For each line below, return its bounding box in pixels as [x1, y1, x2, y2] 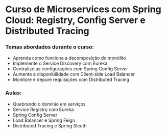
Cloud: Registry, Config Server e [5, 14, 146, 26]
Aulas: [5, 89, 22, 96]
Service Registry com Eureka [12, 106, 74, 113]
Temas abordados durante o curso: [5, 43, 94, 50]
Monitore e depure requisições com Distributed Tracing [12, 76, 129, 83]
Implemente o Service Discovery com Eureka [12, 60, 108, 67]
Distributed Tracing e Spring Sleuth [12, 122, 87, 128]
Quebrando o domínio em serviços [12, 101, 86, 107]
